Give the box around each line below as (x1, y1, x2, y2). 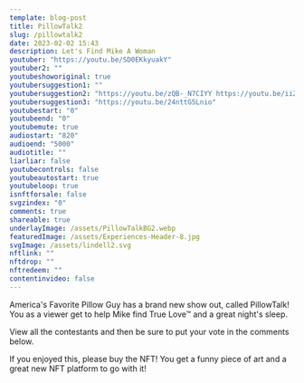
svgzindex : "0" (9, 198, 67, 208)
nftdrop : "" (9, 257, 54, 267)
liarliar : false (9, 156, 71, 166)
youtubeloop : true (9, 182, 79, 191)
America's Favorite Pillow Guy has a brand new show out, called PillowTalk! (9, 299, 290, 310)
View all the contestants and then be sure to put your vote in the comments (9, 326, 290, 337)
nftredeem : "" (9, 266, 63, 275)
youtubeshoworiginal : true (9, 72, 111, 81)
